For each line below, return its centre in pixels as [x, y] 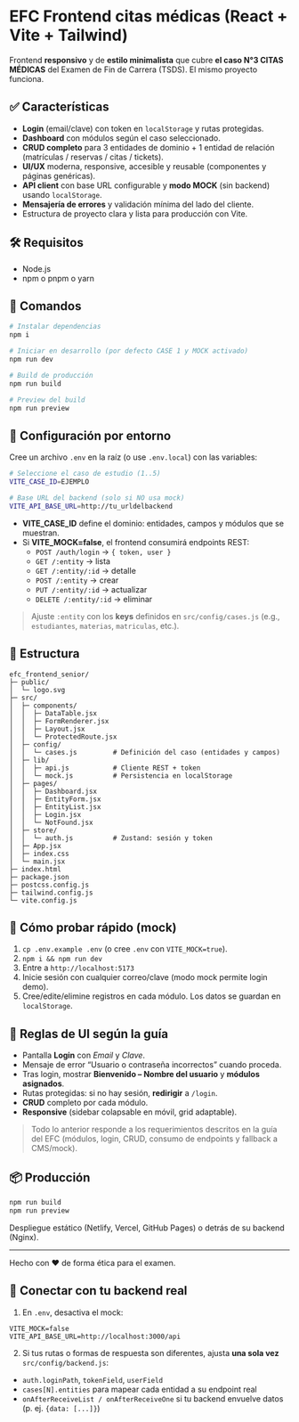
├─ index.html [36, 869]
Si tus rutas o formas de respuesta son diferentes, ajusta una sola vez [150, 1353]
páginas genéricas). [59, 176]
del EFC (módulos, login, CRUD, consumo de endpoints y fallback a [154, 1139]
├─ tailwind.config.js [51, 893]
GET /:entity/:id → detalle [85, 570]
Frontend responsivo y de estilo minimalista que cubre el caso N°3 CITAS [146, 60]
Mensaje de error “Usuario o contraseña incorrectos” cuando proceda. [152, 1065]
